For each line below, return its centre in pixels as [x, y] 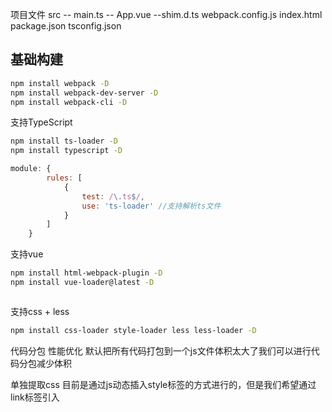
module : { [31, 169]
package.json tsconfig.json [66, 26]
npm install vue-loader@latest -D [82, 283]
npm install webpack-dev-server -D [84, 93]
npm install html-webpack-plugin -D [86, 273]
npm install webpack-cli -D [69, 102]
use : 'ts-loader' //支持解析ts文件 [151, 206]
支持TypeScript [41, 122]
